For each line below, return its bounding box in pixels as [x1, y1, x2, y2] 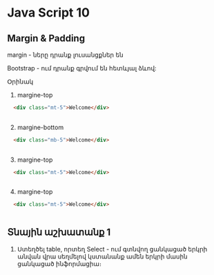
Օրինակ [7, 77, 34, 86]
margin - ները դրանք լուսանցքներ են [7, 50, 124, 59]
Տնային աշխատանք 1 [7, 227, 111, 238]
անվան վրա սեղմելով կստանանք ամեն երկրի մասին [17, 252, 188, 260]
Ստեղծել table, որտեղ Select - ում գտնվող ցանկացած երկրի [17, 245, 208, 253]
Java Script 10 [7, 5, 90, 21]
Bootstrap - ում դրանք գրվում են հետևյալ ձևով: [7, 64, 157, 72]
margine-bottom [17, 123, 64, 131]
